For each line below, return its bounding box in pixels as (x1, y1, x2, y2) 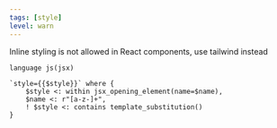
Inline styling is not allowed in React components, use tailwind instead (9, 46, 268, 56)
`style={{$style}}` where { (9, 79, 115, 88)
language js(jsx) (9, 64, 75, 73)
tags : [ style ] (9, 13, 63, 22)
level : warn (9, 21, 54, 30)
